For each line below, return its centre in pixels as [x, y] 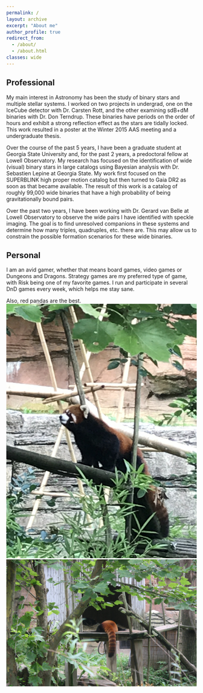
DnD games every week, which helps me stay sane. [70, 289]
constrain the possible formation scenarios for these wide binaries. [89, 236]
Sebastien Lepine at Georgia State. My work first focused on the [86, 173]
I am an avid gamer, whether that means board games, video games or [94, 270]
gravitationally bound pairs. [40, 199]
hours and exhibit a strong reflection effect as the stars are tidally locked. [97, 123]
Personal [24, 255]
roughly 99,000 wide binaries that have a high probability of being [89, 192]
